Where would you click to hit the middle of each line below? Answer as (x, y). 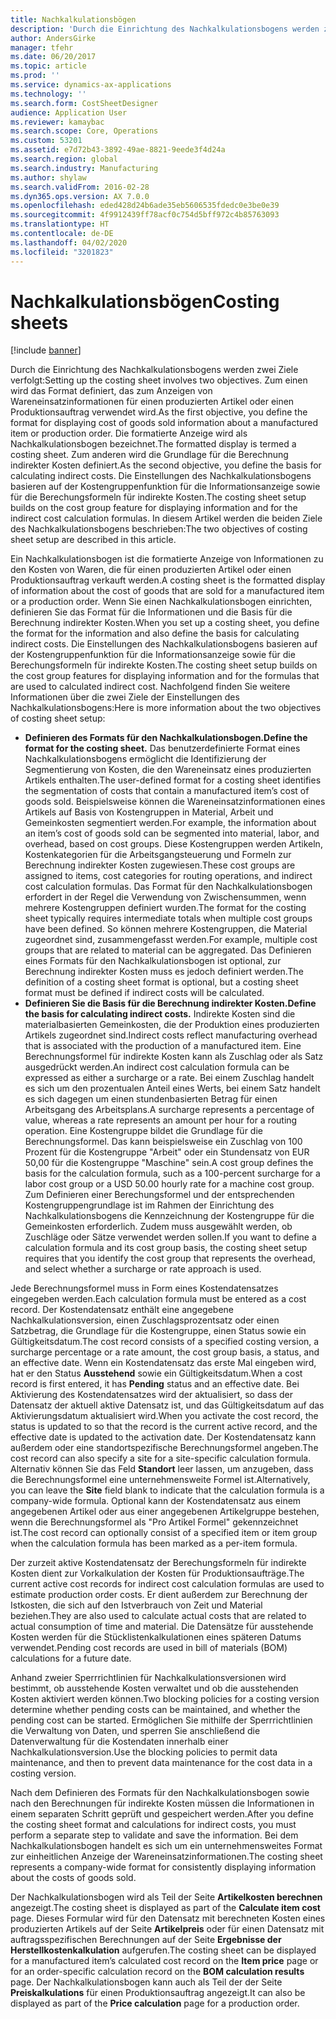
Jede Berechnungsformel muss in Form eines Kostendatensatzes (144, 1288)
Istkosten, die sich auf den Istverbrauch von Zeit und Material (136, 1605)
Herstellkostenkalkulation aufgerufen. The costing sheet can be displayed (163, 1950)
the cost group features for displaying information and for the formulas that (165, 676)
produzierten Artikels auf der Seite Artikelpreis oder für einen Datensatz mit (167, 1929)
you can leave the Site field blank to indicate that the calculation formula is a (167, 1490)
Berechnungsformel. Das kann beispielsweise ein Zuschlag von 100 (163, 1142)
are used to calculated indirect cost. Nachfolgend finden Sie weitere (150, 687)
